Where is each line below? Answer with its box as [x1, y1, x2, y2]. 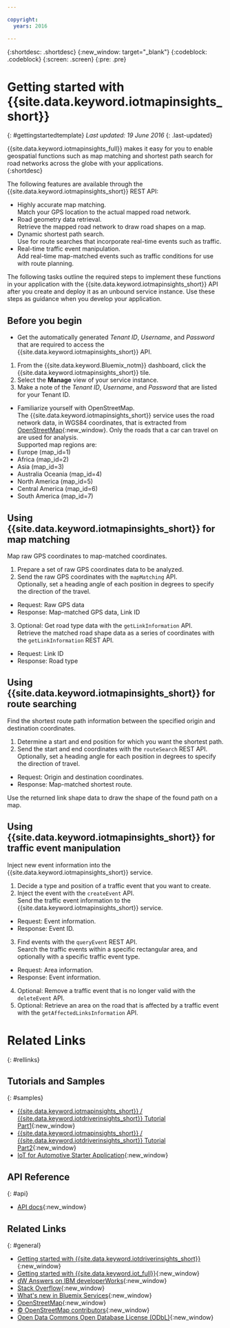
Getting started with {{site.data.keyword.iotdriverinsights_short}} [17, 1255, 201, 1263]
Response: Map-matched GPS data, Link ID [17, 608, 140, 617]
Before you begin [7, 315, 83, 327]
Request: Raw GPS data [17, 601, 85, 609]
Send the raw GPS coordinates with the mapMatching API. [17, 572, 178, 581]
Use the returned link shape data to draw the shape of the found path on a [7, 793, 218, 802]
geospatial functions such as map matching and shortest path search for [7, 152, 213, 160]
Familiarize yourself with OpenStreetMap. [17, 404, 135, 412]
